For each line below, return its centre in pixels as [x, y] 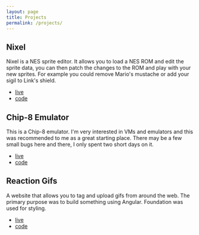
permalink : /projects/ [34, 23]
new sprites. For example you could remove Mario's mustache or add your [98, 74]
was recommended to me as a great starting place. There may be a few [94, 138]
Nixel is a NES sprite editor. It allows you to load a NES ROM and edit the [95, 62]
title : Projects [26, 17]
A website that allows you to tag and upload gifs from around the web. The [98, 196]
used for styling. [26, 208]
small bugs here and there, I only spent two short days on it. [80, 144]
